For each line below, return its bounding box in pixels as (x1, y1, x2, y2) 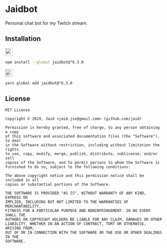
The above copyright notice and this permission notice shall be (5, 173, 144, 178)
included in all (5, 177, 39, 183)
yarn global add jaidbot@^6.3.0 (5, 80, 72, 85)
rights (5, 147, 19, 152)
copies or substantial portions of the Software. (5, 182, 111, 187)
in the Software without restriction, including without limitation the (5, 142, 160, 148)
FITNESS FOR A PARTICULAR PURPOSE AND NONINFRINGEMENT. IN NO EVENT (5, 208, 151, 213)
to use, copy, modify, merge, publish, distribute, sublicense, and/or (5, 151, 157, 156)
